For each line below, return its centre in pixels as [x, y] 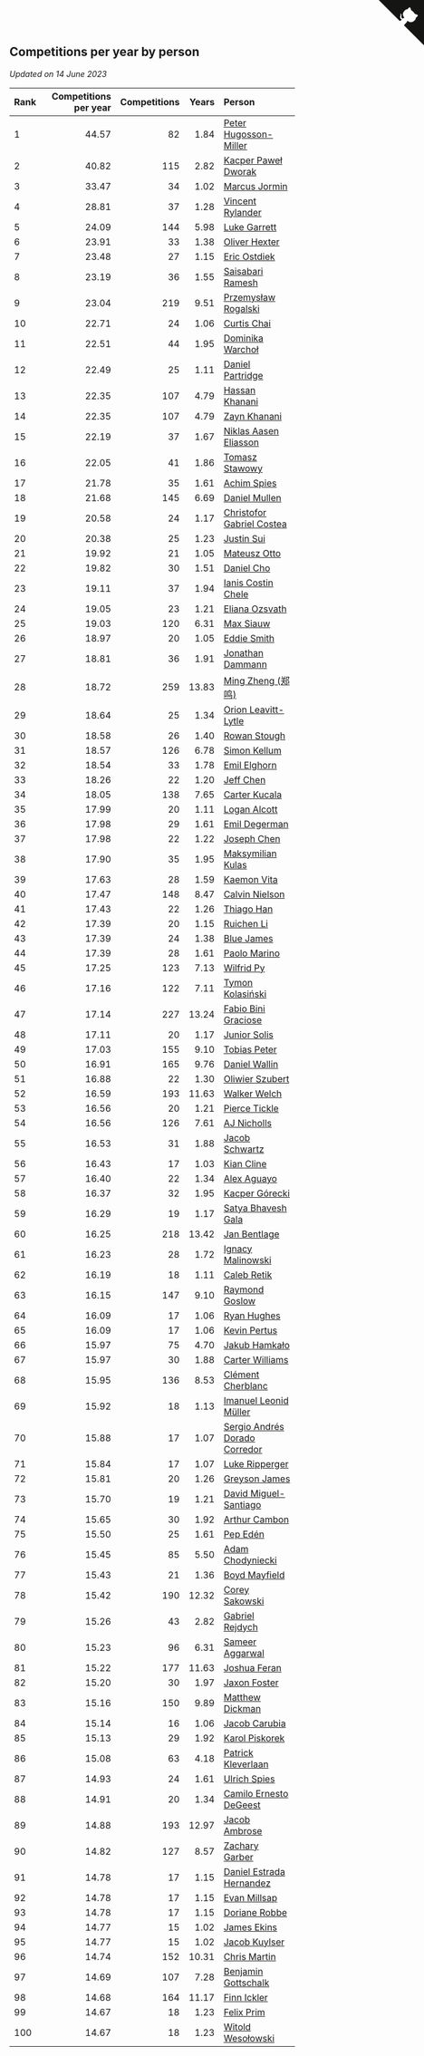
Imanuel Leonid [256, 1400]
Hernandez [247, 1883]
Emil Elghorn [250, 765]
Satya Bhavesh [255, 1208]
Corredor [243, 1449]
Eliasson [241, 442]
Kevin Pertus [251, 1330]
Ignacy [238, 1249]
